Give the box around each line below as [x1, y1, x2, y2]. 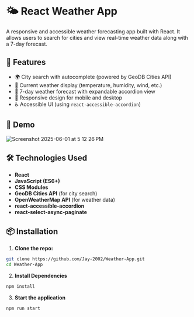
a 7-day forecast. [6, 40, 48, 47]
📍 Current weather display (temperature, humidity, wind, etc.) [14, 81, 162, 88]
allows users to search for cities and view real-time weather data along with [6, 34, 188, 41]
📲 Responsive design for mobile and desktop [14, 94, 123, 101]
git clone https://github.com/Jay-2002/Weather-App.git [6, 256, 145, 262]
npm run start [6, 305, 41, 311]
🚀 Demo [6, 120, 35, 130]
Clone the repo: [14, 245, 54, 252]
